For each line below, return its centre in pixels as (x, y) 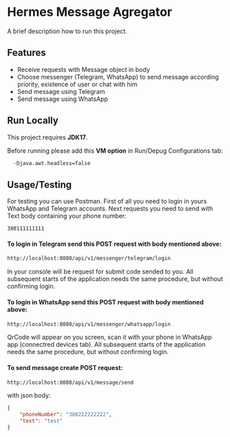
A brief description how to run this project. (67, 31)
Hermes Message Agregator (90, 12)
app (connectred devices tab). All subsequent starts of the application (106, 344)
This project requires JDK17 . (48, 137)
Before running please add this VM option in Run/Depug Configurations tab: (115, 150)
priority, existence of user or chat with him (77, 84)
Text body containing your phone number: (67, 216)
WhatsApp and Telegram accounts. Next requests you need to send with (110, 208)
